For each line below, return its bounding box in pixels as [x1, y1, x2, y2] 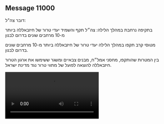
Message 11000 [5, 4, 55, 12]
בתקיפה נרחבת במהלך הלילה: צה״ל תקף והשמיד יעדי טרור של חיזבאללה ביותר [5, 27, 153, 33]
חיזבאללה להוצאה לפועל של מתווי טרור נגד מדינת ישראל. [5, 62, 112, 68]
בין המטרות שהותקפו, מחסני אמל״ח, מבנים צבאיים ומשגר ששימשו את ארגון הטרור [5, 57, 160, 63]
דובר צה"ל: [5, 17, 26, 23]
